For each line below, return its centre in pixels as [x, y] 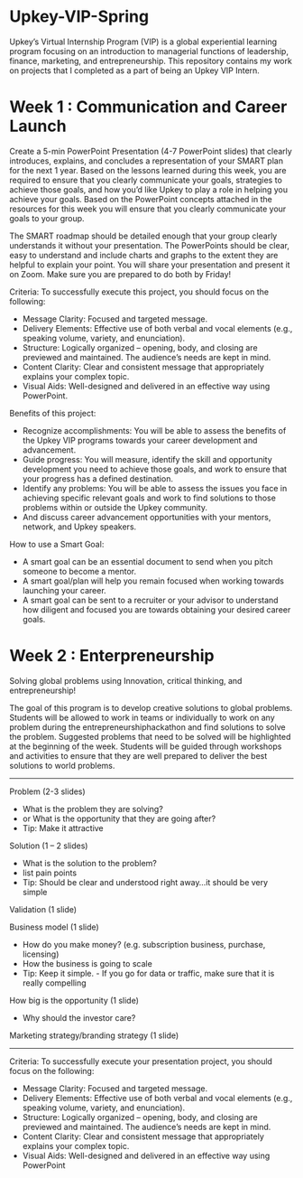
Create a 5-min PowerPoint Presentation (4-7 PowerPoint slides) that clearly [151, 151]
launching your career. [64, 590]
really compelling [55, 983]
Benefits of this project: [53, 413]
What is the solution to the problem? [90, 863]
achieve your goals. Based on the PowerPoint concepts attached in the [141, 199]
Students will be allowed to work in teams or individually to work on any [142, 717]
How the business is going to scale [87, 963]
